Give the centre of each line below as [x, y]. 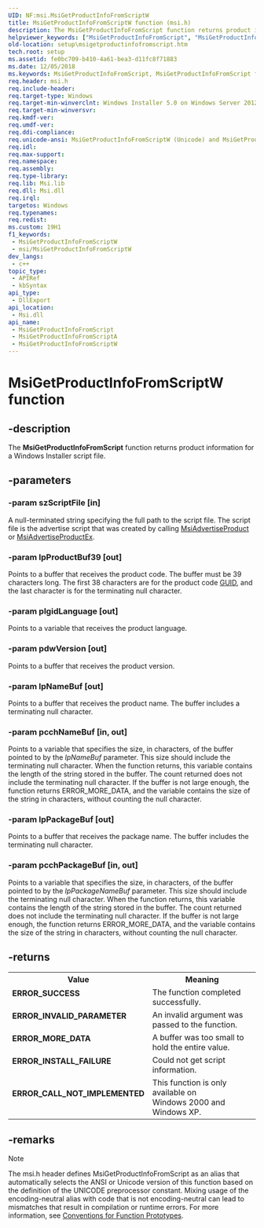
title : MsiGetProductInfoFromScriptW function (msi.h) [100, 23]
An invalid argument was [198, 1014]
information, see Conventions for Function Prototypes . [96, 1215]
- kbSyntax [29, 286]
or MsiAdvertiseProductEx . [52, 537]
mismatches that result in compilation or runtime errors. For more [114, 1208]
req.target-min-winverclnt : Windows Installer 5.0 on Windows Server [125, 103]
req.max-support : [37, 154]
